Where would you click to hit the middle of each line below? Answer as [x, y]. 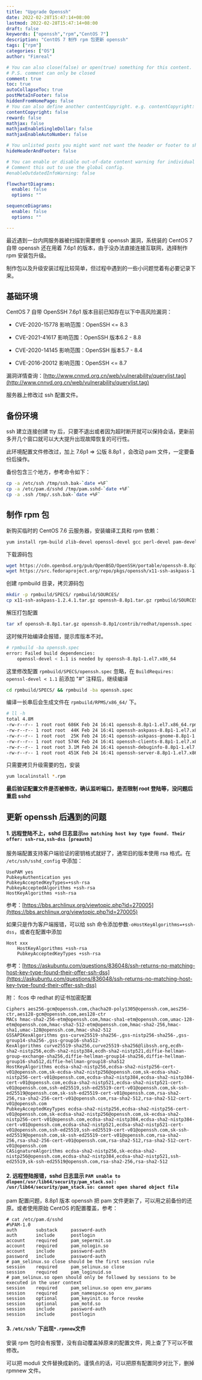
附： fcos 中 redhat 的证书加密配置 [49, 997]
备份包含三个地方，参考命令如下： [48, 472]
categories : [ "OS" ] [31, 51]
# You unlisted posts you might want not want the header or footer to [98, 146]
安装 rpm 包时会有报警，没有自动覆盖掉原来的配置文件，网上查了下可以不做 [100, 1343]
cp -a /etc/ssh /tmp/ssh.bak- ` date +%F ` [58, 484]
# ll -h [16, 713]
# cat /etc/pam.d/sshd [35, 1220]
